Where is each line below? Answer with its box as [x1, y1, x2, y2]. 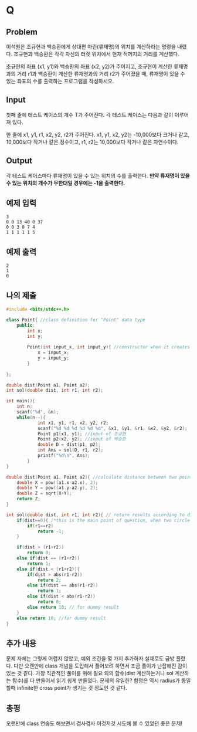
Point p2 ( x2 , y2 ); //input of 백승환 [37, 436, 126, 442]
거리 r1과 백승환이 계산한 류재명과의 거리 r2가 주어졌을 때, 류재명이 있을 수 [16, 70, 186, 77]
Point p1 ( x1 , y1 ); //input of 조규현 [37, 431, 126, 437]
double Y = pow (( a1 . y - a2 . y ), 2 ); [16, 485, 98, 491]
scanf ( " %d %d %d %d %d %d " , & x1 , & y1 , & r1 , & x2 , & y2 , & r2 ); [37, 425, 188, 431]
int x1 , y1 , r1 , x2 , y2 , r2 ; [37, 420, 109, 426]
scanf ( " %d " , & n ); [16, 409, 59, 415]
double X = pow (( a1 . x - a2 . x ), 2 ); [16, 479, 98, 486]
